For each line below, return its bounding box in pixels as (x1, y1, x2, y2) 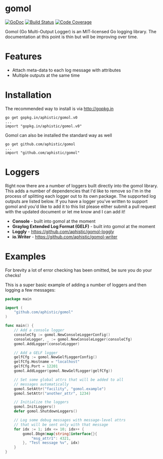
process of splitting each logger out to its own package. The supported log (5, 193, 156, 199)
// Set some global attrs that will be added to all (14, 377, 124, 382)
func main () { (5, 323, 34, 328)
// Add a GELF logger (14, 350, 58, 355)
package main (5, 297, 32, 301)
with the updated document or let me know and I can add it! (5, 208, 126, 214)
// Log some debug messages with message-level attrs (14, 418, 126, 423)
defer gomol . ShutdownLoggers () (14, 409, 78, 414)
